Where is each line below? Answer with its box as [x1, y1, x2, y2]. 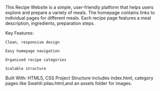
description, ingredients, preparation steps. [5, 20, 95, 26]
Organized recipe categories [5, 57, 67, 62]
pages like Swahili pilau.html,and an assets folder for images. [5, 80, 132, 86]
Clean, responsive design [5, 40, 60, 45]
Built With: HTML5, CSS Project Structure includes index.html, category [5, 75, 154, 81]
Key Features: [5, 30, 34, 36]
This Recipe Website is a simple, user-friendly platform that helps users [5, 5, 154, 10]
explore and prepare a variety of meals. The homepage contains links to [5, 10, 155, 16]
